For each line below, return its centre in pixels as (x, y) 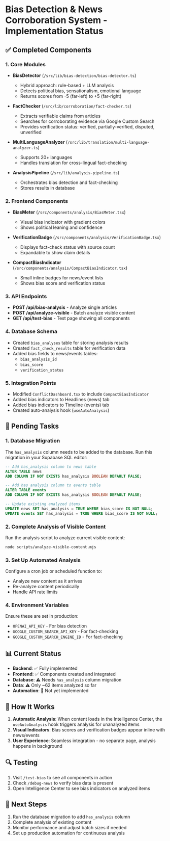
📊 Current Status (33, 653)
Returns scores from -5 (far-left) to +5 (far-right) (71, 96)
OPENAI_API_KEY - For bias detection (50, 626)
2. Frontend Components (37, 201)
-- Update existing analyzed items (43, 504)
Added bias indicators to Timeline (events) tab (61, 405)
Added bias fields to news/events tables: (55, 353)
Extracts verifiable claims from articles (60, 116)
